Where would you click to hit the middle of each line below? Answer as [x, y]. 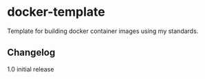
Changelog [31, 53]
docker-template [56, 12]
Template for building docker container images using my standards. [103, 31]
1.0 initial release [31, 69]
